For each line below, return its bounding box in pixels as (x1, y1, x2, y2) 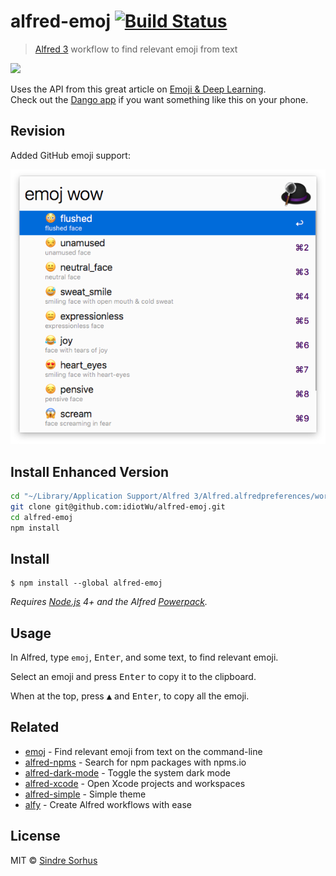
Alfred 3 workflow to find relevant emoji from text (34, 43, 238, 55)
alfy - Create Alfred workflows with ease (24, 798, 192, 810)
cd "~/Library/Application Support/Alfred (10, 491, 190, 501)
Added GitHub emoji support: (10, 149, 131, 161)
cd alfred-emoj (10, 512, 74, 522)
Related (10, 719, 60, 736)
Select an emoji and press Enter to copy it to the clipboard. (10, 671, 257, 683)
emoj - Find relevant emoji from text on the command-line (24, 745, 263, 757)
